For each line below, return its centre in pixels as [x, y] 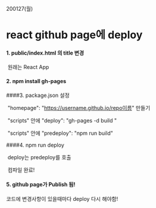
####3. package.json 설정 [38, 95]
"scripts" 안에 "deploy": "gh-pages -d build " [62, 120]
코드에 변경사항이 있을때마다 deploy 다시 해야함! [62, 198]
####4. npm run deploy [35, 145]
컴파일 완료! [21, 170]
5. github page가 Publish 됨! [41, 185]
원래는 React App [28, 67]
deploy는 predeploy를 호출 [39, 157]
